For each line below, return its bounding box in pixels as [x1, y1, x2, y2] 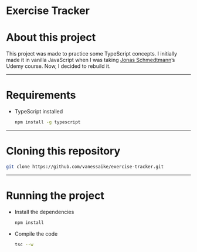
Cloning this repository [6, 144, 121, 158]
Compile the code [14, 230, 58, 237]
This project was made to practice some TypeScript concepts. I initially [6, 50, 178, 57]
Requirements [6, 89, 76, 102]
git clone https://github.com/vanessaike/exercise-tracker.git [6, 164, 164, 170]
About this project [6, 31, 96, 44]
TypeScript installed [14, 108, 63, 115]
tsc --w [14, 241, 33, 247]
